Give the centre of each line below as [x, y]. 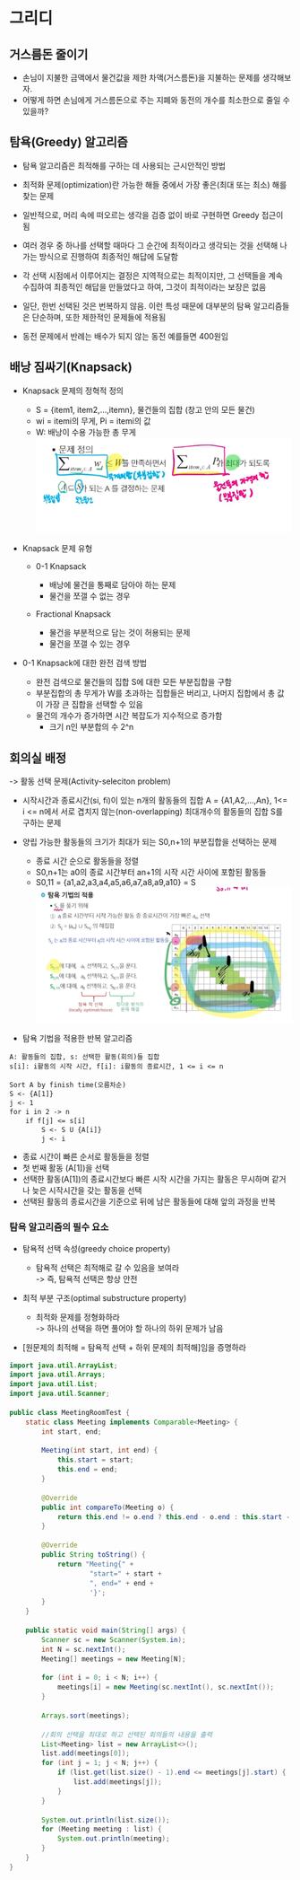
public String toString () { [94, 1555]
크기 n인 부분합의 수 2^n [91, 727]
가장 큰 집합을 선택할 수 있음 [94, 705]
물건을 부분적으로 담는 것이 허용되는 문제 [120, 633]
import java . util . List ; [54, 1384]
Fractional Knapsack [73, 614]
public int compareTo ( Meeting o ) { [108, 1507]
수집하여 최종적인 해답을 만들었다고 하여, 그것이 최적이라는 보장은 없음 [144, 286]
